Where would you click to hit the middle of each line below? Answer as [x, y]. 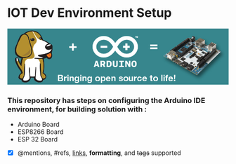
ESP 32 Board [38, 139]
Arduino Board [38, 124]
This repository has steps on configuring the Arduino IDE [106, 100]
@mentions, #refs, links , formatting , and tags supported [99, 153]
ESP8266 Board [40, 132]
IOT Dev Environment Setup [90, 13]
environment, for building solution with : [77, 109]
